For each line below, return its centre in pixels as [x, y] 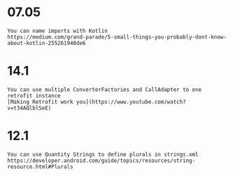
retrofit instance [34, 95]
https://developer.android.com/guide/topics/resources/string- [101, 161]
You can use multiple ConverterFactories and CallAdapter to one [104, 89]
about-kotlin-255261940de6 [47, 43]
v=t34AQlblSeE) [29, 108]
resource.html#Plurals [40, 167]
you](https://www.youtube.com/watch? [131, 102]
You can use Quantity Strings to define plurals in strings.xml [103, 154]
